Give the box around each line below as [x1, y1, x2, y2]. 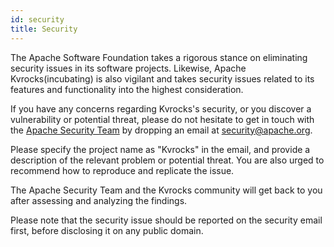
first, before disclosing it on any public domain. [10, 224, 204, 236]
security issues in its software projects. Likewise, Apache [10, 62, 247, 74]
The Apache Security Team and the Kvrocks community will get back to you [10, 184, 323, 196]
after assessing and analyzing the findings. [10, 194, 188, 206]
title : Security [10, 24, 78, 34]
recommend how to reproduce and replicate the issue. [10, 164, 235, 176]
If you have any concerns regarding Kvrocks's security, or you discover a [10, 102, 312, 115]
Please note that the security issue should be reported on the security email [10, 214, 323, 226]
